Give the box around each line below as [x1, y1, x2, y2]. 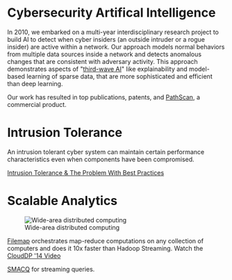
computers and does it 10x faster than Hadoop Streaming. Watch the [7, 244, 204, 252]
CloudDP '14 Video [7, 252, 61, 260]
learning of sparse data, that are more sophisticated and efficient [26, 72, 213, 81]
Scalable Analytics [7, 193, 118, 209]
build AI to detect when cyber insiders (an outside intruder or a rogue [7, 35, 205, 43]
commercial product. [7, 100, 67, 108]
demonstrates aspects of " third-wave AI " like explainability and [7, 65, 188, 73]
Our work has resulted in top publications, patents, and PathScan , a [7, 92, 200, 101]
